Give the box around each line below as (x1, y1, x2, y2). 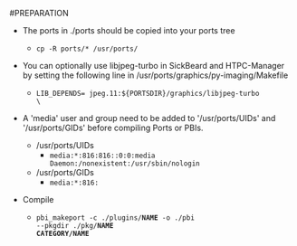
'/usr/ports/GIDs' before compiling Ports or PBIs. (22, 122, 204, 133)
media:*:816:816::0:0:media (49, 151, 156, 160)
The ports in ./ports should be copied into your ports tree (22, 25, 235, 35)
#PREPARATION (9, 8, 70, 18)
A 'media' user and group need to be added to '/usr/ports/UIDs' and (22, 113, 276, 123)
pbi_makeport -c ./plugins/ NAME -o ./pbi (35, 213, 195, 222)
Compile (22, 194, 54, 204)
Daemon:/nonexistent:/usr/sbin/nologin (49, 159, 201, 168)
